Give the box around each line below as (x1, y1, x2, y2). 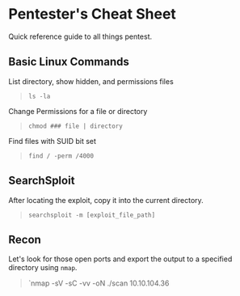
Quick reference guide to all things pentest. (8, 32, 153, 41)
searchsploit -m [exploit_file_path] (27, 211, 156, 219)
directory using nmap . (8, 263, 78, 273)
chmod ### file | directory (27, 122, 123, 130)
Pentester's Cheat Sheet (8, 5, 176, 23)
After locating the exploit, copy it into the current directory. (8, 195, 204, 205)
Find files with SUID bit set (8, 136, 97, 146)
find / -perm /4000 (27, 151, 95, 160)
